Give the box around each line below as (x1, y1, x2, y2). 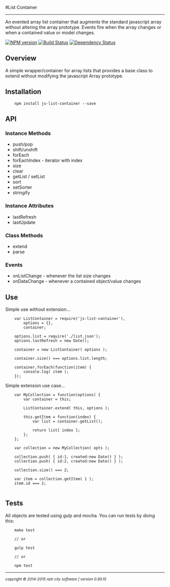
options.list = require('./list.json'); (14, 334, 101, 339)
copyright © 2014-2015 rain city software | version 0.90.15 (5, 576, 107, 581)
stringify (12, 190, 30, 196)
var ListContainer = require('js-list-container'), (14, 316, 125, 321)
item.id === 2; (14, 481, 47, 486)
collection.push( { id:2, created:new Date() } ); (14, 459, 123, 464)
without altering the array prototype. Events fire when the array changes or (5, 24, 162, 30)
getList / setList (12, 174, 45, 180)
